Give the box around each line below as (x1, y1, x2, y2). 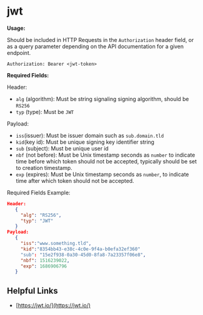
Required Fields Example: (7, 189, 71, 196)
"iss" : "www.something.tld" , (20, 241, 92, 247)
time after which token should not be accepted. (15, 177, 134, 184)
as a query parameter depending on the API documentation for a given (7, 43, 184, 50)
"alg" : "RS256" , (20, 212, 62, 218)
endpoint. (7, 49, 31, 56)
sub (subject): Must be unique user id (15, 144, 109, 152)
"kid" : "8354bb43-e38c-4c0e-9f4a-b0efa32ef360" (20, 246, 140, 252)
